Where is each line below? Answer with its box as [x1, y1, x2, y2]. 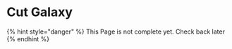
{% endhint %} [6, 34, 50, 43]
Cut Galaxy [6, 4, 73, 20]
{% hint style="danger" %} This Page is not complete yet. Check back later [6, 27, 225, 36]
